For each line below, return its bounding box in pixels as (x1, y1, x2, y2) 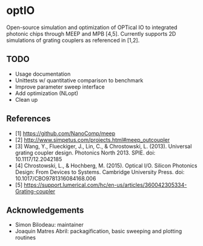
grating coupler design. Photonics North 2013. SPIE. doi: (15, 149, 156, 156)
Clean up (15, 96, 38, 103)
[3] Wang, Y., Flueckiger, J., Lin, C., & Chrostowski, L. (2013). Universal (15, 142, 192, 150)
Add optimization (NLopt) (15, 89, 79, 97)
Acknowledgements (6, 205, 84, 215)
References (6, 113, 51, 124)
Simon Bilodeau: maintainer (15, 221, 84, 228)
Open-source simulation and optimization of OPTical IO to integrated (6, 24, 178, 31)
